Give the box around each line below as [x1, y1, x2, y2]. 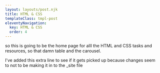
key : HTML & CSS [9, 25, 42, 30]
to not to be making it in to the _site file [5, 62, 83, 68]
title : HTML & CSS [5, 12, 42, 16]
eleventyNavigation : [5, 20, 47, 26]
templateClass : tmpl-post [5, 16, 58, 21]
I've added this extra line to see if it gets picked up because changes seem [5, 58, 156, 63]
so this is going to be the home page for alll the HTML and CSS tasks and [5, 43, 152, 48]
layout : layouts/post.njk [5, 7, 58, 12]
